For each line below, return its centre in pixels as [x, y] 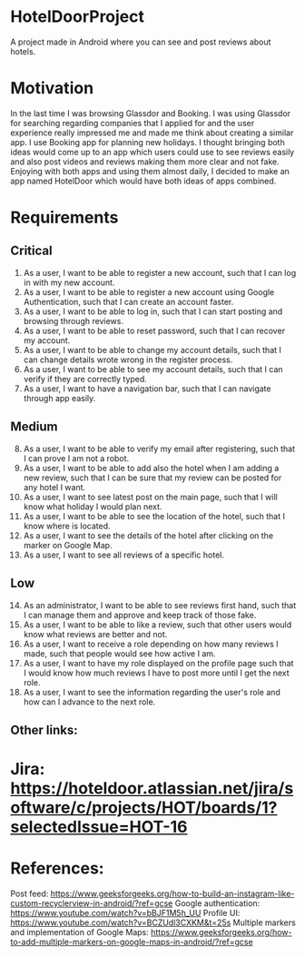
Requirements [64, 217]
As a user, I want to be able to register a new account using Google [149, 291]
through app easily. [59, 398]
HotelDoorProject [77, 17]
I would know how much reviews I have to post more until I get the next [156, 673]
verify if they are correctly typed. [85, 379]
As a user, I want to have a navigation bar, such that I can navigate [147, 389]
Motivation [52, 89]
